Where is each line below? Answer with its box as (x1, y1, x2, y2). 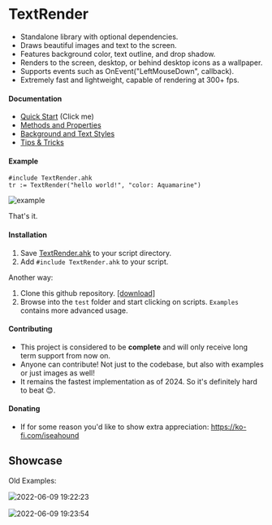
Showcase (8, 454, 63, 468)
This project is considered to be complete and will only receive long (19, 342, 248, 352)
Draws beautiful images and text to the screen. (19, 40, 177, 50)
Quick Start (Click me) (19, 111, 95, 122)
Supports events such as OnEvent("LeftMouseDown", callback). (19, 66, 234, 76)
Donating (8, 404, 41, 414)
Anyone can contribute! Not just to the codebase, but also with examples (19, 359, 264, 369)
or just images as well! (19, 367, 95, 378)
